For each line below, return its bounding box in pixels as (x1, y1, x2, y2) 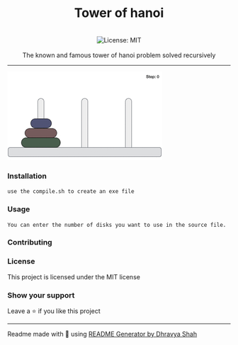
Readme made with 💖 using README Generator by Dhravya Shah (7, 330, 198, 339)
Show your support (7, 290, 75, 300)
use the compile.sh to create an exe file (7, 188, 135, 195)
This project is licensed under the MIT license (7, 272, 140, 281)
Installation (7, 171, 47, 181)
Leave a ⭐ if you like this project (7, 307, 101, 315)
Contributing (7, 238, 52, 247)
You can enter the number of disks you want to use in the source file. (7, 221, 227, 228)
